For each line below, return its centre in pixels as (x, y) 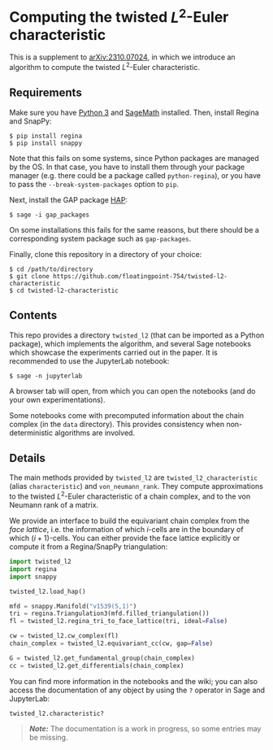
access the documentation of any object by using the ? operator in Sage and (137, 690)
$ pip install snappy (46, 143)
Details (27, 458)
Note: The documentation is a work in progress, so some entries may (145, 728)
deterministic (31, 433)
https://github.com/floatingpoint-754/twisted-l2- (140, 276)
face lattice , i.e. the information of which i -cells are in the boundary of (126, 530)
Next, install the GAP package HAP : (69, 199)
